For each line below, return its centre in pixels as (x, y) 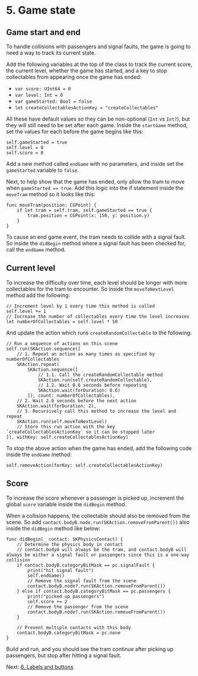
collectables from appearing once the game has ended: (74, 77)
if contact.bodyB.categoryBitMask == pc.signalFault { (86, 565)
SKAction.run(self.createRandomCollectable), (95, 380)
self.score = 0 (25, 153)
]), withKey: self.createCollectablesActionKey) (67, 437)
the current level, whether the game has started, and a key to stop (87, 71)
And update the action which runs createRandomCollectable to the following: (99, 333)
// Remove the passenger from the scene (78, 606)
